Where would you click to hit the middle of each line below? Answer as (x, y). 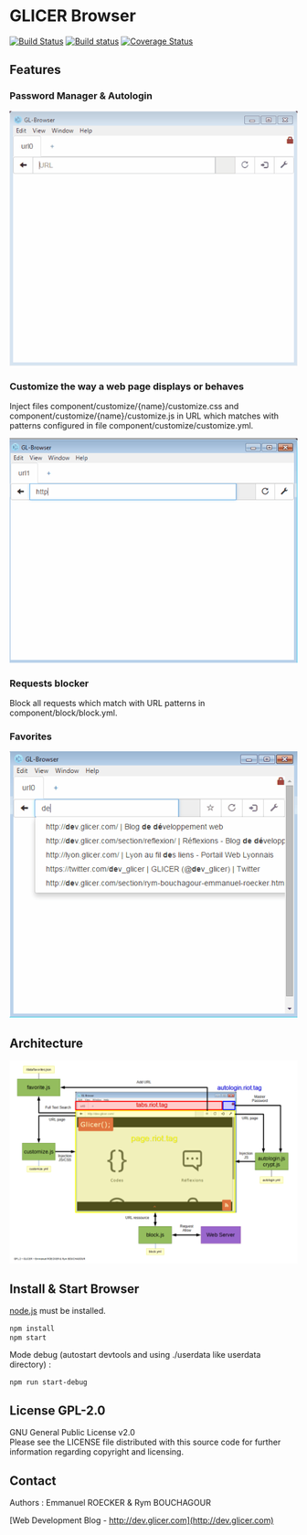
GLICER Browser (73, 16)
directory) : (31, 1365)
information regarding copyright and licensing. (97, 1452)
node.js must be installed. (58, 1311)
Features (35, 70)
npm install (32, 1329)
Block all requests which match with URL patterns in (107, 704)
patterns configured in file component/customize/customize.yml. (132, 426)
